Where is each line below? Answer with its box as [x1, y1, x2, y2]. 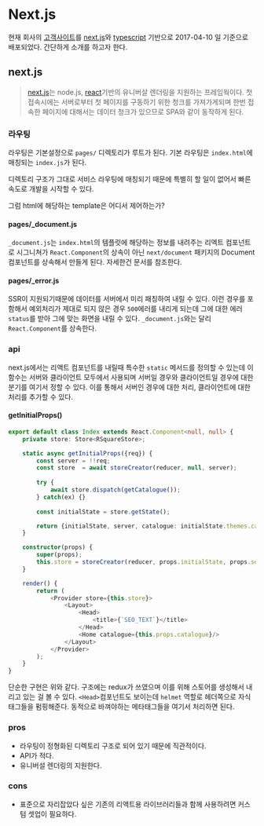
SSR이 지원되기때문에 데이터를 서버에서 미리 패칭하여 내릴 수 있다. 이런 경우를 [8, 294, 246, 304]
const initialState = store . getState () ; [36, 508, 170, 516]
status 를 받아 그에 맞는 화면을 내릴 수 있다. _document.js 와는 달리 [8, 314, 212, 323]
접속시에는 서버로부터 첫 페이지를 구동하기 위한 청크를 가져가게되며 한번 [27, 97, 246, 107]
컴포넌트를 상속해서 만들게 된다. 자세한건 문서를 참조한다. [8, 258, 182, 267]
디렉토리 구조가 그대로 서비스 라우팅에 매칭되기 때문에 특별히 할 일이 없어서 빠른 [8, 174, 251, 184]
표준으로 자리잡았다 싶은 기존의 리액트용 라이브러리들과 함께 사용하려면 [19, 799, 236, 809]
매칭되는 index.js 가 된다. [8, 158, 87, 167]
